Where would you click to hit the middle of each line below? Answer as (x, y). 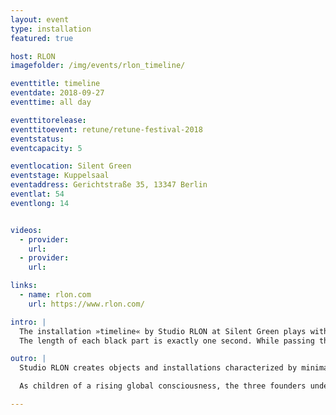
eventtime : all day (51, 102)
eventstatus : (37, 139)
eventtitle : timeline (55, 84)
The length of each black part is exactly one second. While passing (167, 341)
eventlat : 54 (37, 194)
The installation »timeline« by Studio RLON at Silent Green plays (163, 331)
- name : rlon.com (55, 295)
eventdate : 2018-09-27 (57, 93)
